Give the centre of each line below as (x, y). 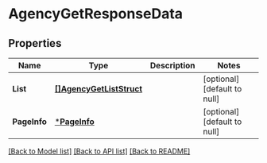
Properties (35, 43)
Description (172, 66)
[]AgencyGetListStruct (99, 89)
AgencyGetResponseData (96, 14)
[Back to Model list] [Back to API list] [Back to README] (99, 151)
